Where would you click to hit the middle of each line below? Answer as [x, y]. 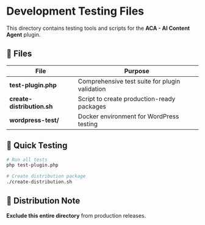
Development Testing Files [75, 11]
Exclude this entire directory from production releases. [76, 215]
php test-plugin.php [33, 165]
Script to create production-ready [127, 99]
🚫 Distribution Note [43, 201]
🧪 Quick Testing [37, 145]
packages [92, 106]
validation [92, 88]
